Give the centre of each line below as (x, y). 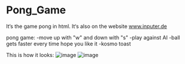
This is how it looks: (30, 55)
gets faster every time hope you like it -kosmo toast (69, 44)
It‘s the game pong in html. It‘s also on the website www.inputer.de (87, 26)
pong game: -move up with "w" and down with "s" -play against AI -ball (93, 37)
